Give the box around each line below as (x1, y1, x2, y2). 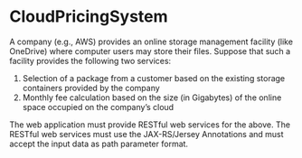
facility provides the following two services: (9, 55, 172, 66)
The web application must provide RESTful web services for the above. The (9, 119, 291, 130)
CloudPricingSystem (9, 6, 169, 27)
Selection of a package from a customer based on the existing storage (22, 72, 286, 83)
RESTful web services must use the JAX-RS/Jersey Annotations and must (9, 128, 284, 139)
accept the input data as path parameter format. (9, 138, 188, 149)
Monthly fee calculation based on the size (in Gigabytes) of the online (22, 92, 282, 103)
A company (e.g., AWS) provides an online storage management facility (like (9, 36, 294, 47)
